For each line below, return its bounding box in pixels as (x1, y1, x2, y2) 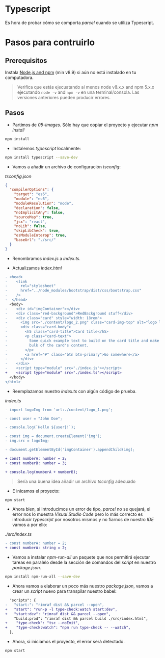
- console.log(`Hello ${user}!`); (5, 425, 76, 430)
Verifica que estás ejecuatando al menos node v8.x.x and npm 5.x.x (17, 84, 155, 90)
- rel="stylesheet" (5, 284, 56, 289)
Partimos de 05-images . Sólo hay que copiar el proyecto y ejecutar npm (12, 122, 159, 128)
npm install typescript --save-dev (5, 155, 78, 160)
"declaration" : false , (14, 205, 60, 211)
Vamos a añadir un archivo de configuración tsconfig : (12, 163, 121, 170)
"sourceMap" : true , (14, 214, 54, 219)
